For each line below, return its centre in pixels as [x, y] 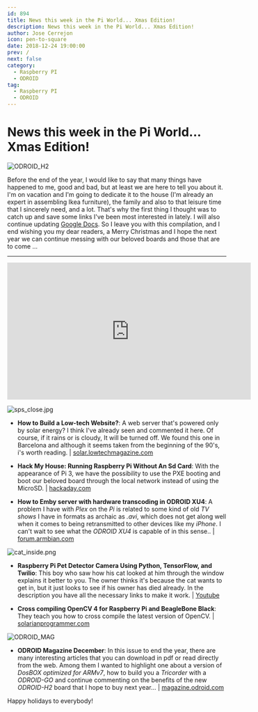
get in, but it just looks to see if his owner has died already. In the [110, 587]
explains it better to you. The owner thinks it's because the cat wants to [120, 580]
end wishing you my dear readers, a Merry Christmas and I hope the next [112, 231]
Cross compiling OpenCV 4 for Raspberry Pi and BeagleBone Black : [117, 608]
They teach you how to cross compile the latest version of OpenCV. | [116, 616]
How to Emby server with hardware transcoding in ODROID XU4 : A [115, 501]
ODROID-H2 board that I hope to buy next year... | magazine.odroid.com [121, 687]
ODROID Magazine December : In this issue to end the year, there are [116, 650]
